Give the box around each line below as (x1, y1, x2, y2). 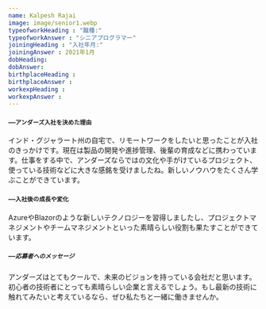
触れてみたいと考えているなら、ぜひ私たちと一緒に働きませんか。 (8, 292, 224, 301)
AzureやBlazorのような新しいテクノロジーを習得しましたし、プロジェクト (8, 212, 250, 222)
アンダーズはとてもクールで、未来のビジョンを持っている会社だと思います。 (8, 272, 256, 281)
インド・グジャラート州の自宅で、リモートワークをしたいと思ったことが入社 (8, 135, 258, 145)
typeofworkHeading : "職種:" (8, 26, 102, 34)
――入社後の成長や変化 (8, 196, 69, 204)
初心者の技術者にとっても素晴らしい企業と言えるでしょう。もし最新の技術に (8, 282, 257, 292)
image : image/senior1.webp (8, 19, 98, 27)
